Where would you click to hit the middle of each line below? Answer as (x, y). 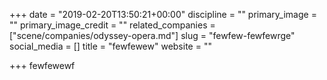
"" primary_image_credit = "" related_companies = (112, 25)
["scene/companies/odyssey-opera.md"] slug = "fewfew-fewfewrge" (152, 35)
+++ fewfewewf (42, 65)
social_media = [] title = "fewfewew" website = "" (110, 46)
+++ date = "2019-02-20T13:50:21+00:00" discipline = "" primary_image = (163, 14)
